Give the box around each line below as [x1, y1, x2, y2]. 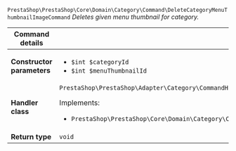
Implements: [59, 98, 100, 108]
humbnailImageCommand [7, 14, 71, 21]
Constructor [11, 57, 53, 66]
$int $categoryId [71, 58, 129, 66]
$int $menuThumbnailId [71, 67, 147, 75]
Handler [11, 98, 39, 108]
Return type [11, 132, 52, 141]
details [20, 38, 44, 48]
